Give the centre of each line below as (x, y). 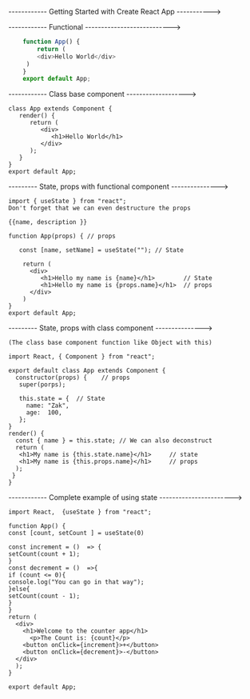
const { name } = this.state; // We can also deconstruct (114, 441)
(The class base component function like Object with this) (111, 343)
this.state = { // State (62, 399)
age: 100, (44, 413)
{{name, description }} (48, 222)
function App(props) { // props (62, 236)
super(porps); (42, 385)
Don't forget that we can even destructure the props (100, 208)
